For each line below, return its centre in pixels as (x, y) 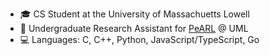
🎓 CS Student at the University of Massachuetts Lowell (134, 14)
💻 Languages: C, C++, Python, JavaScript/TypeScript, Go (139, 39)
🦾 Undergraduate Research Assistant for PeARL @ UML (134, 28)
